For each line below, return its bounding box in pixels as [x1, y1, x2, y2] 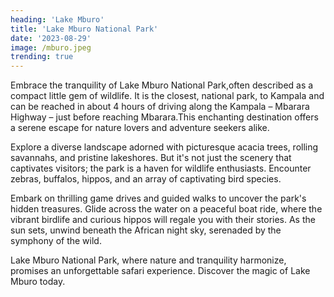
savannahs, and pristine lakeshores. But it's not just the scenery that [10, 152, 292, 164]
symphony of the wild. [10, 235, 102, 247]
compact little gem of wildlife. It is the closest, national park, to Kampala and [10, 90, 325, 102]
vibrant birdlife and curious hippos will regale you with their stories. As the [10, 214, 316, 226]
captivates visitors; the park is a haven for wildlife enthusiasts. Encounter [10, 162, 312, 175]
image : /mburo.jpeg [10, 42, 92, 53]
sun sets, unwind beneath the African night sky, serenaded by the [10, 224, 282, 236]
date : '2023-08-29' [10, 33, 92, 43]
